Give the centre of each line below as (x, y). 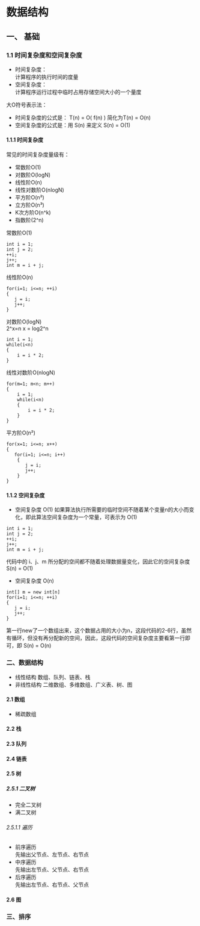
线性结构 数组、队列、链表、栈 (53, 677)
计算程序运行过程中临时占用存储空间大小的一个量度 (78, 92)
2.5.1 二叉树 (21, 788)
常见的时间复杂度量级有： (38, 155)
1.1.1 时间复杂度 (25, 140)
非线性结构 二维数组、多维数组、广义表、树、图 (74, 684)
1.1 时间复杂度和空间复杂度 (44, 55)
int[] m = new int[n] (33, 592)
